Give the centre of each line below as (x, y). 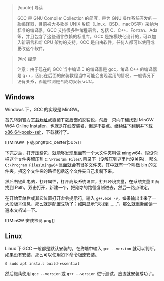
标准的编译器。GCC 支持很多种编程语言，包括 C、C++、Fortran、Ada (87, 30)
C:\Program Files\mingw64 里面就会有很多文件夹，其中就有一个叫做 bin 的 (79, 165)
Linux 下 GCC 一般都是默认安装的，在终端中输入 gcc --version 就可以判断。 (82, 248)
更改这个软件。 (32, 49)
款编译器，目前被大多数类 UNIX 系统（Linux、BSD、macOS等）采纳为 (88, 24)
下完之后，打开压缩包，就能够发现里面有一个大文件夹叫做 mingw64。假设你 (81, 153)
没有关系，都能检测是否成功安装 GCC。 (57, 81)
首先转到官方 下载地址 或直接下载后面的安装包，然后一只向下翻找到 (71, 120)
